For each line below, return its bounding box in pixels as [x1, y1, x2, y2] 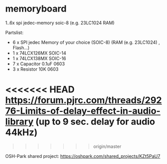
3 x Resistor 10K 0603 [12, 66, 59, 72]
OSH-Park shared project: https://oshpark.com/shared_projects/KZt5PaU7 [5, 153, 160, 159]
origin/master [93, 143, 121, 149]
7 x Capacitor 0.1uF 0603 [12, 61, 65, 67]
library [5, 116, 34, 128]
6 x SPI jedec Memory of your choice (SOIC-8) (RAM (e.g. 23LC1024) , [12, 39, 160, 45]
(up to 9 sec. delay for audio [35, 116, 155, 128]
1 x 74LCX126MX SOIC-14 [12, 50, 67, 56]
